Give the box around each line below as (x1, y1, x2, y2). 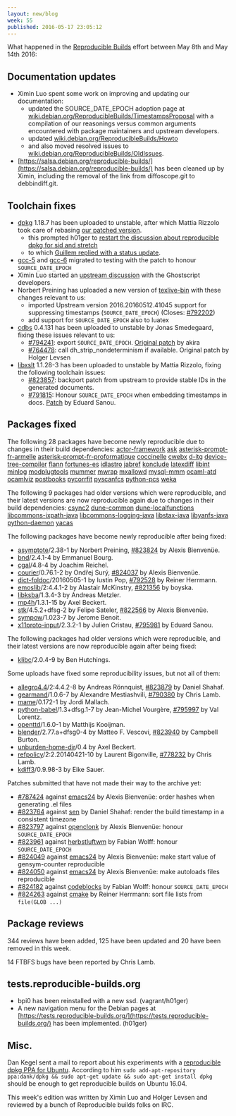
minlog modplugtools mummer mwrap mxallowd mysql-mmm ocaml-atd (7, 467, 217, 476)
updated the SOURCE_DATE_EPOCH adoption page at (27, 104, 185, 113)
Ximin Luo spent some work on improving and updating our (17, 90, 190, 98)
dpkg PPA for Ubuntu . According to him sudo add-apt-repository (7, 1066, 196, 1074)
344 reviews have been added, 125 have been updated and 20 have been (7, 936, 221, 945)
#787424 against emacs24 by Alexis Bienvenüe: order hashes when (17, 792, 215, 801)
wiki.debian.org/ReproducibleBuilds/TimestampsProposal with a (27, 112, 214, 121)
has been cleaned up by (154, 164, 225, 173)
